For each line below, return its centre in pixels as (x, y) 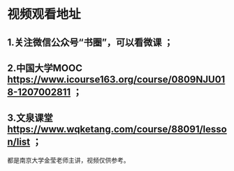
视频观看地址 (44, 14)
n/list (19, 142)
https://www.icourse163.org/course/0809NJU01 (116, 79)
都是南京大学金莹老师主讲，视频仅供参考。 (68, 160)
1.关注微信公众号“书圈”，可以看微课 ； (90, 42)
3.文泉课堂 (30, 118)
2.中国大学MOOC (45, 68)
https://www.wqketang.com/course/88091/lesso (117, 129)
